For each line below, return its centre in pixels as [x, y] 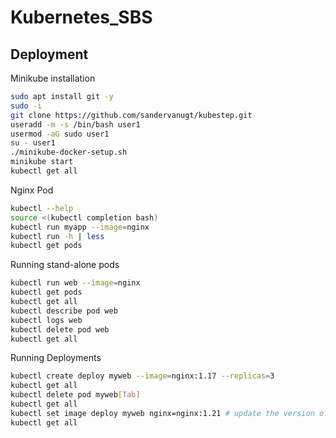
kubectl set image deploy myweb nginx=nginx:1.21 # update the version [162, 413]
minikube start [42, 162]
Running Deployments [56, 358]
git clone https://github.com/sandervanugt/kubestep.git [131, 115]
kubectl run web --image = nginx [75, 283]
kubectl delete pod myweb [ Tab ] [75, 395]
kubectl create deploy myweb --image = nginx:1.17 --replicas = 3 [142, 376]
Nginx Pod [32, 190]
